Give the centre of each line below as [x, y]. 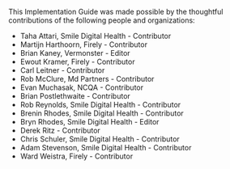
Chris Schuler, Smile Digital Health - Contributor [100, 139]
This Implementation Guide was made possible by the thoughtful [116, 12]
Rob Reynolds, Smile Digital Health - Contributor [100, 105]
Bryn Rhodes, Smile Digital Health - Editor [89, 122]
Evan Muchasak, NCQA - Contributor [82, 87]
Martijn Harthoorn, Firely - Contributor [84, 44]
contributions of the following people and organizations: [102, 20]
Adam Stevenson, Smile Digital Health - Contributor [106, 148]
